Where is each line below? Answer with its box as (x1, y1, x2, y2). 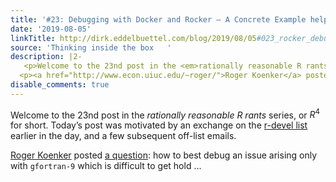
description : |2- (10, 52, 83, 62)
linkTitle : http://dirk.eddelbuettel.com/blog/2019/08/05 (10, 33, 257, 43)
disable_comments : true (10, 80, 110, 90)
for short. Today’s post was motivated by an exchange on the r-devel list (10, 119, 308, 131)
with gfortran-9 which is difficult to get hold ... (10, 160, 202, 172)
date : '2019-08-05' (10, 24, 92, 34)
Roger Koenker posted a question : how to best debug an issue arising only (10, 149, 318, 161)
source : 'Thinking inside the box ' (10, 42, 172, 53)
